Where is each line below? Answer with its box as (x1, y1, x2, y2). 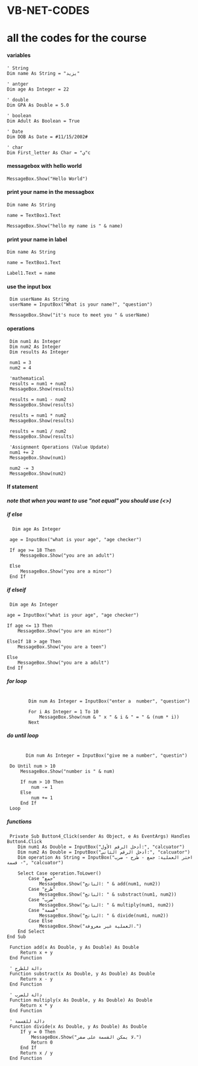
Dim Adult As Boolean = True (7, 118, 80, 124)
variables (7, 51, 31, 59)
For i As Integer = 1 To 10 (28, 708, 99, 714)
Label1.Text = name (7, 270, 56, 277)
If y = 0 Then (20, 1029, 56, 1035)
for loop (7, 678, 27, 685)
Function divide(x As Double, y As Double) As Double (9, 1023, 147, 1030)
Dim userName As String (9, 297, 69, 303)
